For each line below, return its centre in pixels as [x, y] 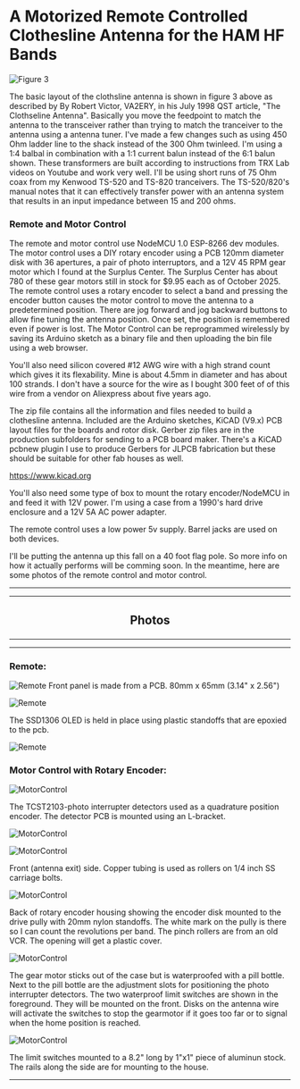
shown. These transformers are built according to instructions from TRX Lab [150, 163]
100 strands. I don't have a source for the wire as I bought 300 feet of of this [150, 384]
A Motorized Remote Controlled [129, 17]
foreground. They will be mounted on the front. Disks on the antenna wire [144, 1004]
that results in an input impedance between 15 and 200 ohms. [123, 201]
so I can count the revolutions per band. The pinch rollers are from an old [144, 932]
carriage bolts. [36, 878]
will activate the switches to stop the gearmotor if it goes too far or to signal [148, 1014]
